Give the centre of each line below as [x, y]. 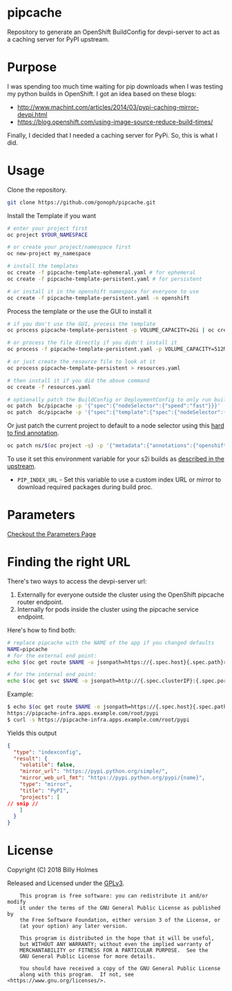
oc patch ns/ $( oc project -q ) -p [55, 446]
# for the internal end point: [52, 675]
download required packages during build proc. [85, 487]
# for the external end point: [52, 655]
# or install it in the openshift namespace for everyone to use [103, 291]
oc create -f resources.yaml [49, 387]
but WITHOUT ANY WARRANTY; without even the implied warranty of [116, 945]
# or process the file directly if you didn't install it [92, 343]
